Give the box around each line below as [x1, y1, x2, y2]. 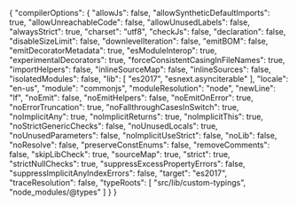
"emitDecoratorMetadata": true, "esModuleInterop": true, [9, 45, 217, 56]
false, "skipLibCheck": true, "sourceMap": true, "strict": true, [9, 149, 231, 159]
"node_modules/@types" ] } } [9, 186, 118, 197]
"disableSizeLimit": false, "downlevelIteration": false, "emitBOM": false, [9, 36, 269, 46]
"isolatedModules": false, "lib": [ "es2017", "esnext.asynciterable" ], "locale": [9, 74, 289, 83]
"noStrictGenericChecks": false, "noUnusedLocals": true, [9, 121, 219, 131]
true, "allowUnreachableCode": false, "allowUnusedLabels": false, [9, 17, 250, 28]
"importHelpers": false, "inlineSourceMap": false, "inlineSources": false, [9, 64, 272, 75]
